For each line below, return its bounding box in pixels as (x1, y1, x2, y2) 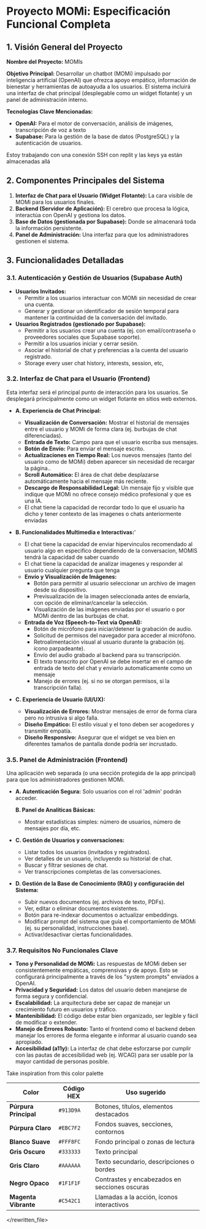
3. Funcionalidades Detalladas (6, 255, 124, 266)
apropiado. (15, 1038, 43, 1046)
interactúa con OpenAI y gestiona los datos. (15, 211, 126, 218)
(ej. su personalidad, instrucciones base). (24, 925, 129, 932)
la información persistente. (15, 224, 83, 231)
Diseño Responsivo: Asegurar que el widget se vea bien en (24, 733, 176, 741)
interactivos (94, 1201, 129, 1209)
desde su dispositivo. (33, 586, 88, 593)
